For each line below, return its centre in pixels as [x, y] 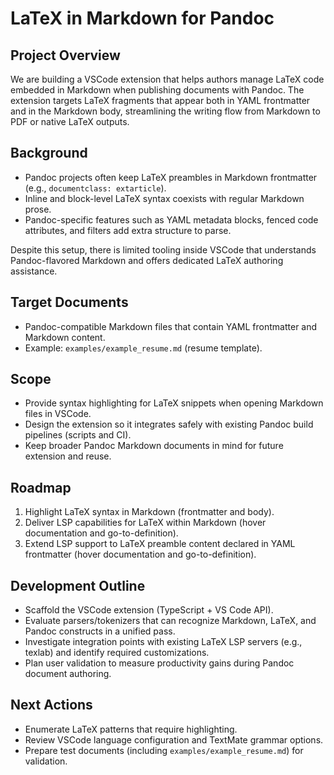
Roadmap [41, 487]
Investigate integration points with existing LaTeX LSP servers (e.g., [163, 642]
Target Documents [69, 302]
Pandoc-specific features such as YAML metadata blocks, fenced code [171, 219]
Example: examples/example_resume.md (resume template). [143, 348]
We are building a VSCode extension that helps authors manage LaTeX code [167, 79]
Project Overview [65, 55]
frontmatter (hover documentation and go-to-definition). [140, 554]
